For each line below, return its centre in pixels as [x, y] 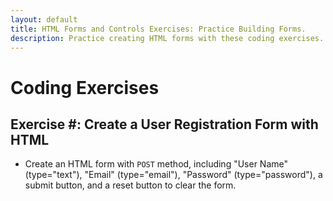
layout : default [44, 19]
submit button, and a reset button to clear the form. [130, 185]
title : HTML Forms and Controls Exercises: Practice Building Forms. [158, 29]
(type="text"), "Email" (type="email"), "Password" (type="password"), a [173, 175]
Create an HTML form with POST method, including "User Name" [156, 164]
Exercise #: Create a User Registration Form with [164, 124]
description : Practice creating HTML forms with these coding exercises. [167, 38]
